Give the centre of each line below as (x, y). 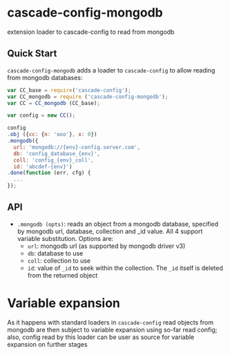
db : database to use (55, 253)
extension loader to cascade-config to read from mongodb (91, 32)
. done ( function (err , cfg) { (49, 173)
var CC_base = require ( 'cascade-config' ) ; (69, 90)
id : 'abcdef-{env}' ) (43, 166)
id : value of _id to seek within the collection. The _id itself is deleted (125, 268)
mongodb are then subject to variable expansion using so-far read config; (112, 329)
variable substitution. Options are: (65, 238)
